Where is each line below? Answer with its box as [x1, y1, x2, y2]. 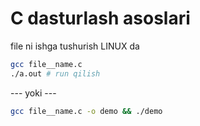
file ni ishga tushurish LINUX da [10, 40, 140, 52]
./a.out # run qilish [10, 68, 101, 79]
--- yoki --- [10, 87, 57, 99]
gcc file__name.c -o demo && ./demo [10, 106, 163, 116]
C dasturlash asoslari [10, 7, 191, 30]
